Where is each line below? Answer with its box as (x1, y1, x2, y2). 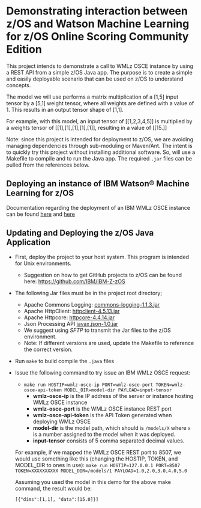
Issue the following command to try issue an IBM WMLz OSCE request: (14, 369, 191, 376)
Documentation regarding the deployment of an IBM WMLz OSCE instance (6, 204, 191, 211)
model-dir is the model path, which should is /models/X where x (32, 424, 191, 431)
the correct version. (23, 346, 73, 353)
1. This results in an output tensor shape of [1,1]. (6, 106, 124, 113)
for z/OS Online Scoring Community (6, 30, 189, 43)
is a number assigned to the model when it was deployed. (32, 430, 176, 438)
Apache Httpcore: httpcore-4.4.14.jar (23, 314, 115, 321)
